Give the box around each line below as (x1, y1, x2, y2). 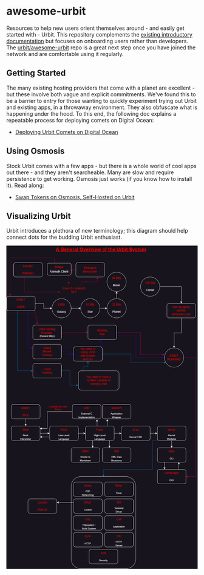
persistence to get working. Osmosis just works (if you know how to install (6, 175, 192, 182)
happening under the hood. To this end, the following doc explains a (6, 110, 177, 117)
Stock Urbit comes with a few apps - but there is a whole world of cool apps (6, 162, 197, 169)
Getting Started (6, 68, 66, 79)
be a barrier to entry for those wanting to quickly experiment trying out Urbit (6, 97, 197, 104)
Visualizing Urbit (6, 211, 71, 221)
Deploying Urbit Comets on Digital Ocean (15, 128, 118, 135)
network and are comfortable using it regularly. (6, 50, 124, 57)
